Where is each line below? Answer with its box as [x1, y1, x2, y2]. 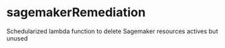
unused [6, 34, 28, 42]
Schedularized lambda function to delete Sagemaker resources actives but [6, 27, 218, 35]
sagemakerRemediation [6, 5, 146, 20]
